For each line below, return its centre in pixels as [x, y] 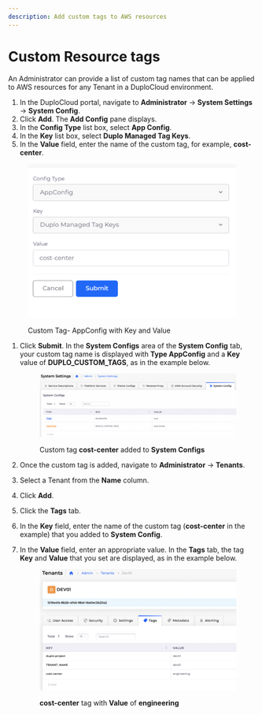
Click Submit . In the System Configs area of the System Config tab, [131, 346]
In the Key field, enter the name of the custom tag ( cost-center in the [132, 526]
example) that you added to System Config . [91, 534]
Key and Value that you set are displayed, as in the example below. [128, 558]
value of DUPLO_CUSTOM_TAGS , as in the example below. [115, 363]
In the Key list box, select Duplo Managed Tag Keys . [105, 136]
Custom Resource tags [84, 56]
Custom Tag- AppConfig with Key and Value [100, 330]
